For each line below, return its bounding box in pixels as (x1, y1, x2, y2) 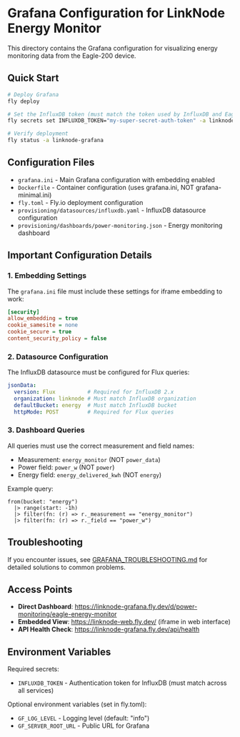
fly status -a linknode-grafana (7, 137, 104, 144)
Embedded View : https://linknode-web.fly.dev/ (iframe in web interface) (17, 618, 231, 626)
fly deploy (7, 98, 40, 105)
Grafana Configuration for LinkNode (7, 5, 225, 21)
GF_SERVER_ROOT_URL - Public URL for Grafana (17, 721, 150, 730)
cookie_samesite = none (7, 321, 79, 329)
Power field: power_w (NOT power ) (17, 463, 115, 471)
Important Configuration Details (7, 249, 152, 261)
